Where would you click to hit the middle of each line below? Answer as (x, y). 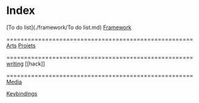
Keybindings (22, 93)
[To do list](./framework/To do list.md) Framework (69, 27)
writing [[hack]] (26, 64)
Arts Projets (21, 45)
